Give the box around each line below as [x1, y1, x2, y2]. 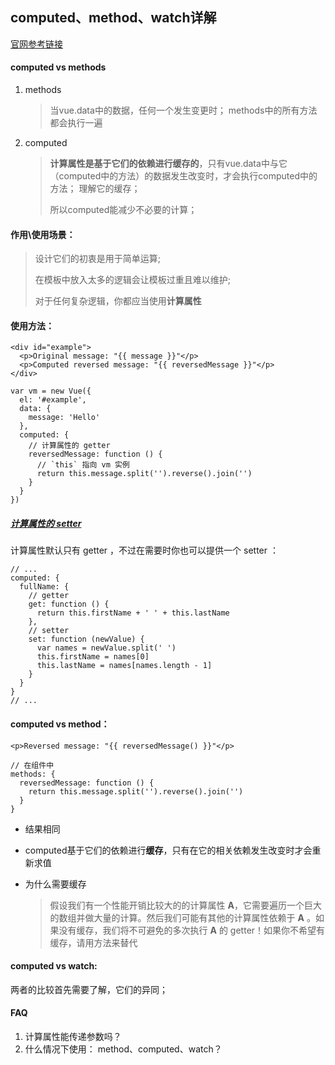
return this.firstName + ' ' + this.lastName [36, 608, 230, 618]
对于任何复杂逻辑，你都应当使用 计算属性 [34, 295, 202, 307]
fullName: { [19, 582, 70, 592]
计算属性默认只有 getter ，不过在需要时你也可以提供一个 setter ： [10, 544, 279, 557]
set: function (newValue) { [28, 634, 145, 645]
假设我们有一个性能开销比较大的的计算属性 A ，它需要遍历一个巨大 [49, 899, 322, 911]
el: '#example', [19, 395, 87, 405]
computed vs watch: [10, 960, 98, 972]
